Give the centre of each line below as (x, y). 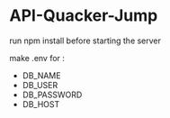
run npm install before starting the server (85, 41)
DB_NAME (41, 75)
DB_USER (40, 85)
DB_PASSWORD (52, 95)
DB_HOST (41, 104)
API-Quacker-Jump (84, 16)
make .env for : (37, 58)
